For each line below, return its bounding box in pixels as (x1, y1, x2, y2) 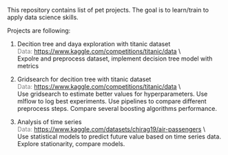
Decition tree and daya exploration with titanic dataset (17, 40, 171, 48)
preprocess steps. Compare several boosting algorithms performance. (17, 105, 217, 112)
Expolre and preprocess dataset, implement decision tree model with (17, 54, 213, 63)
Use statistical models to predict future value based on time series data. (17, 132, 222, 141)
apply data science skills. (7, 13, 79, 21)
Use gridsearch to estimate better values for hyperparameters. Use (17, 90, 208, 98)
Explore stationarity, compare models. (17, 140, 125, 147)
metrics (17, 62, 39, 70)
